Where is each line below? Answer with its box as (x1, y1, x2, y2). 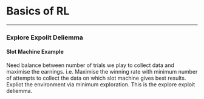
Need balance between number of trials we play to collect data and (6, 62, 174, 69)
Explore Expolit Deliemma (6, 33, 84, 42)
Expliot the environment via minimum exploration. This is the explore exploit (6, 81, 195, 88)
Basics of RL (6, 4, 70, 18)
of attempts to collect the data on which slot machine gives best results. (6, 74, 186, 82)
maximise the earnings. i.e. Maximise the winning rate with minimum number (6, 68, 198, 75)
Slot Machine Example (6, 48, 64, 56)
